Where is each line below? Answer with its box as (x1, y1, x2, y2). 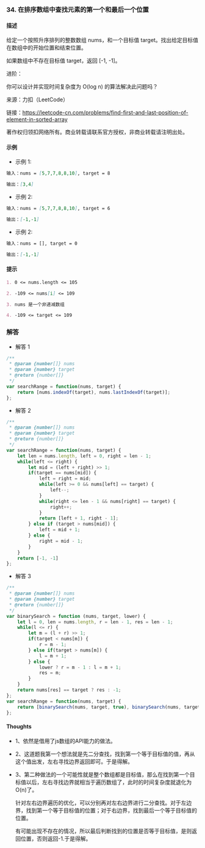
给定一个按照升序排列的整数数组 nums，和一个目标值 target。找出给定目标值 (6, 37, 198, 44)
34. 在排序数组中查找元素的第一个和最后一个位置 (6, 5, 149, 13)
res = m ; (38, 670, 62, 676)
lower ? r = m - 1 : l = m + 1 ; (38, 664, 121, 670)
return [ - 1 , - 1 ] (17, 555, 59, 561)
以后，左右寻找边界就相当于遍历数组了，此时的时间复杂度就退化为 (26, 778, 192, 786)
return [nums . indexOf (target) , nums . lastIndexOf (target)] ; (17, 389, 171, 395)
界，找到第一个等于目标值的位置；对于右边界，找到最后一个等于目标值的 (15, 806, 197, 814)
